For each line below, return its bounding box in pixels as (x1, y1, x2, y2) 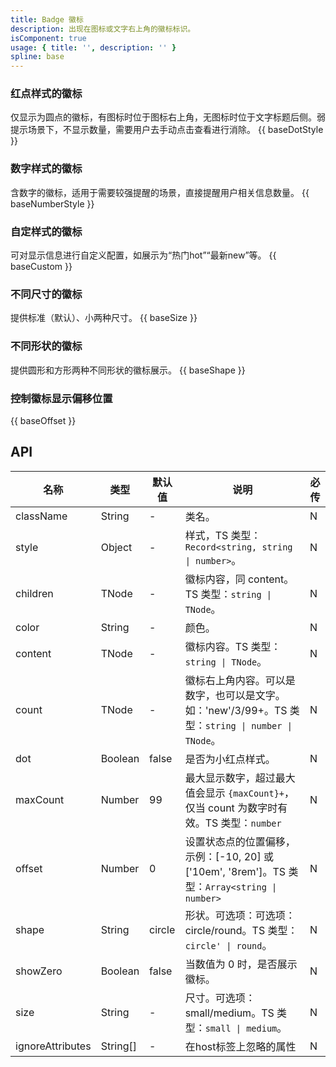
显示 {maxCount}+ (204, 786, 285, 800)
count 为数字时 (207, 801, 278, 815)
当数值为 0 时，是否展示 (184, 957, 298, 971)
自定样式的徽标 (10, 224, 83, 238)
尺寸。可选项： (184, 991, 256, 1005)
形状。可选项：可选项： (184, 908, 296, 922)
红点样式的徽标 (10, 87, 83, 101)
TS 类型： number (204, 816, 282, 830)
